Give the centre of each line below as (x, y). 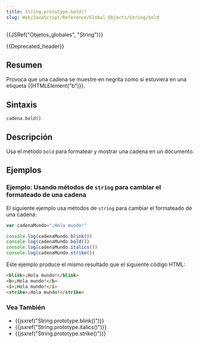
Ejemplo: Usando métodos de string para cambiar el (84, 187)
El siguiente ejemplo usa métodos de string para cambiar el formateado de (99, 208)
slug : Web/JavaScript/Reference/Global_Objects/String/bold (83, 17)
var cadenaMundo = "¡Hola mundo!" (46, 225)
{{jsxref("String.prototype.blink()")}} (60, 320)
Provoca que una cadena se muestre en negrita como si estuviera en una (96, 79)
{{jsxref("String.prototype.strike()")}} (60, 333)
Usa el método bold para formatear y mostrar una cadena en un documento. (100, 151)
